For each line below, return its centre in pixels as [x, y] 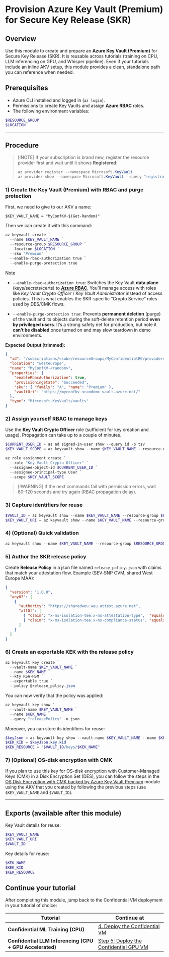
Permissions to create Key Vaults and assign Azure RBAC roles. [78, 105]
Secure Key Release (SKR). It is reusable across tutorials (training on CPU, [82, 56]
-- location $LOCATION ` [34, 249]
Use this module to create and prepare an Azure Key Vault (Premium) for [81, 51]
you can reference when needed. [40, 72]
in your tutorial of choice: [31, 906]
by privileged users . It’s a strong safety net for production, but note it [84, 325]
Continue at [130, 918]
